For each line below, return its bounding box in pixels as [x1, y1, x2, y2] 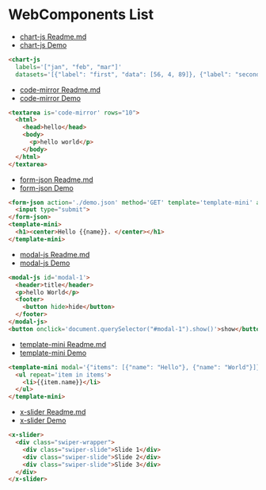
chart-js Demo [19, 40, 67, 49]
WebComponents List [8, 6, 154, 24]
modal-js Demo [19, 258, 70, 268]
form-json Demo [19, 183, 74, 192]
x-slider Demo [19, 415, 66, 426]
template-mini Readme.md [19, 339, 107, 349]
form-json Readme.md [19, 175, 93, 184]
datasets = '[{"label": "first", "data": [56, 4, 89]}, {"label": [15, 70, 232, 79]
